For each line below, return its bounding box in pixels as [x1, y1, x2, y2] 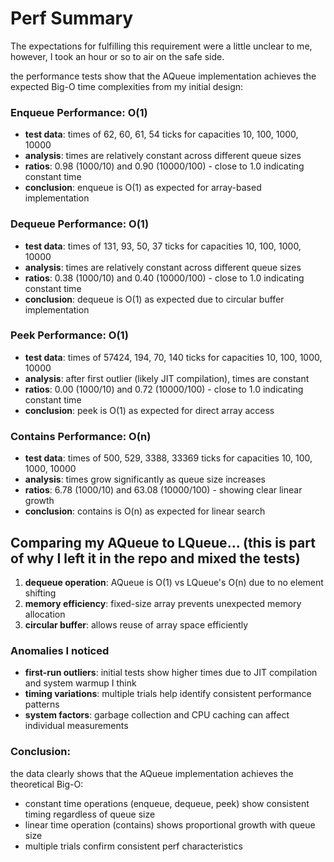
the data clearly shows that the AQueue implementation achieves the [10, 767, 294, 779]
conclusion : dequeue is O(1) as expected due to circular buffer [24, 293, 285, 305]
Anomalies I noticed [10, 643, 110, 657]
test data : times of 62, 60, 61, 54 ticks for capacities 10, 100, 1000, [24, 128, 299, 141]
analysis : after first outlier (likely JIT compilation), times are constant [24, 372, 310, 384]
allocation [24, 608, 66, 620]
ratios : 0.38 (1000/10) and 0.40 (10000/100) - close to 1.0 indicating [24, 272, 305, 284]
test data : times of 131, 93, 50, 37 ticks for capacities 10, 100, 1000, [24, 240, 302, 252]
